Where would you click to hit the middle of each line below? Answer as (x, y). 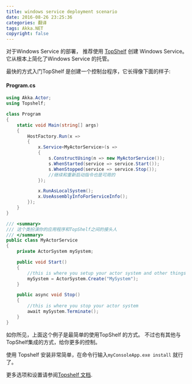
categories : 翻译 (27, 23)
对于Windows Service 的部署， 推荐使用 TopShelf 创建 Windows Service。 (97, 52)
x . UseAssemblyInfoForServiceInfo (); (83, 196)
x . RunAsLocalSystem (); (66, 191)
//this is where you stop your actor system (83, 306)
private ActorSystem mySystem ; (55, 252)
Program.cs (21, 85)
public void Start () (42, 262)
